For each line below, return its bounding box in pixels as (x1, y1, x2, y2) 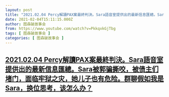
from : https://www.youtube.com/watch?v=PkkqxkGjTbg (5, 26, 116, 31)
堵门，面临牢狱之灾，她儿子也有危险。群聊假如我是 (5, 74, 164, 83)
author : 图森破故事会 (5, 21, 46, 27)
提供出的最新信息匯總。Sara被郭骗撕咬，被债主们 (5, 65, 159, 74)
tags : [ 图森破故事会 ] (5, 31, 50, 36)
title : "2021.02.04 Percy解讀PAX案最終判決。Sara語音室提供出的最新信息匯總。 (5, 12, 157, 17)
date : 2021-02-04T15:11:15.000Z (5, 17, 73, 22)
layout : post (5, 7, 33, 13)
